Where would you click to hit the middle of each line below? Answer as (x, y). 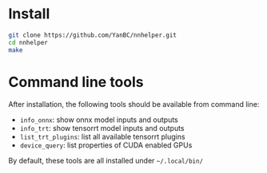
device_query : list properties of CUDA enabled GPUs (106, 145)
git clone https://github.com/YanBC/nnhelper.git (93, 35)
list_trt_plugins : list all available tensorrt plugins (102, 136)
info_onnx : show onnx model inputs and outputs (99, 120)
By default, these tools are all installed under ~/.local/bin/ (106, 160)
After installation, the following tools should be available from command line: (134, 104)
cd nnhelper (28, 42)
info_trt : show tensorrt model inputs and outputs (102, 128)
